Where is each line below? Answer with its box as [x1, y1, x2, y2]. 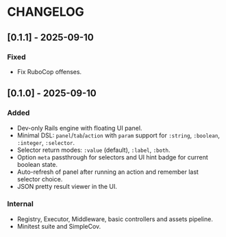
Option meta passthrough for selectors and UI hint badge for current [16, 153, 209, 161]
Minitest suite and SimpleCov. [16, 222, 101, 230]
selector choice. [16, 174, 63, 183]
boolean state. [16, 160, 58, 168]
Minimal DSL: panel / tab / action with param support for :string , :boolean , [16, 131, 221, 139]
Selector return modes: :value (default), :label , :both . [16, 146, 171, 154]
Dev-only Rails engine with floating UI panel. [16, 124, 142, 132]
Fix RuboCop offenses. [16, 67, 82, 76]
